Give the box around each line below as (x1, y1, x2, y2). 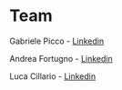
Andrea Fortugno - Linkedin (9, 53, 114, 64)
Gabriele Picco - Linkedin (9, 35, 105, 46)
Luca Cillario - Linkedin (9, 70, 97, 82)
